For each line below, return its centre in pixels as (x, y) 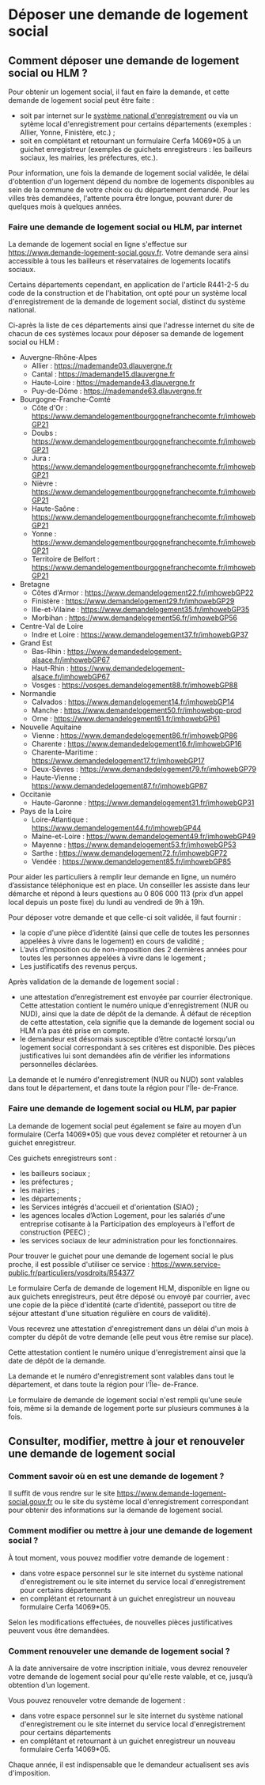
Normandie (38, 694)
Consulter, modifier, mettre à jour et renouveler (127, 1441)
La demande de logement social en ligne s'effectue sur (98, 244)
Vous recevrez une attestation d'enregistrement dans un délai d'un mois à (129, 1328)
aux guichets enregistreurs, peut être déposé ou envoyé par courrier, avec (129, 1296)
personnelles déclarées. (59, 1065)
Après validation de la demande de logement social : (94, 981)
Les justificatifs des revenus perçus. (79, 966)
